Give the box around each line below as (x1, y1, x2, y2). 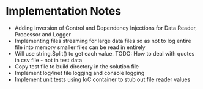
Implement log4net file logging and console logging (14, 69, 145, 76)
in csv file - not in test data (14, 56, 83, 64)
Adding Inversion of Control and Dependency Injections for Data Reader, (14, 24, 197, 31)
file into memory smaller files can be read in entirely (14, 44, 146, 51)
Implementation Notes (6, 4, 122, 18)
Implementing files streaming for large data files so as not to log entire (14, 37, 191, 44)
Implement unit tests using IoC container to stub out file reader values (14, 76, 191, 83)
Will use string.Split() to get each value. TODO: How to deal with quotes (14, 50, 195, 57)
